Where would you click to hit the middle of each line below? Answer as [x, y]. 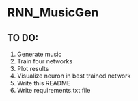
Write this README [44, 83]
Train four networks [45, 61]
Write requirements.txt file [54, 90]
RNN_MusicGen [53, 13]
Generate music [39, 54]
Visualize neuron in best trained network [74, 76]
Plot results [33, 69]
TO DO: [23, 38]
